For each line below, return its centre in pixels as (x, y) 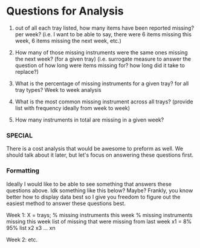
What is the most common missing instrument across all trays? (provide (104, 102)
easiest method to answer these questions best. (66, 203)
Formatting (23, 171)
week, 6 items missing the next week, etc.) (68, 41)
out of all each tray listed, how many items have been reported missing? (105, 28)
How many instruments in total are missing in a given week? (89, 120)
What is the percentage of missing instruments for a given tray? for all (102, 83)
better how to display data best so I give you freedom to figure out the (93, 197)
